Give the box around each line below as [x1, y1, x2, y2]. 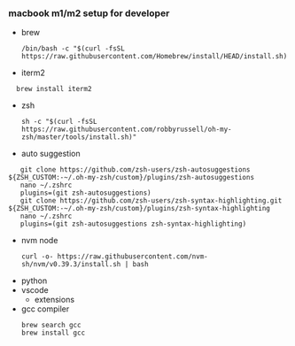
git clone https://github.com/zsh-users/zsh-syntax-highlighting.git [19, 196, 283, 205]
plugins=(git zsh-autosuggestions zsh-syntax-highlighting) [19, 219, 247, 228]
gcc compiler [20, 304, 70, 314]
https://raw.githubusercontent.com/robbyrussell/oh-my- [20, 125, 232, 135]
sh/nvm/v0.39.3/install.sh [20, 260, 121, 269]
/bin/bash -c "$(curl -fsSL [20, 44, 125, 53]
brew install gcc [20, 328, 86, 338]
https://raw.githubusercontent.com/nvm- [57, 252, 209, 261]
